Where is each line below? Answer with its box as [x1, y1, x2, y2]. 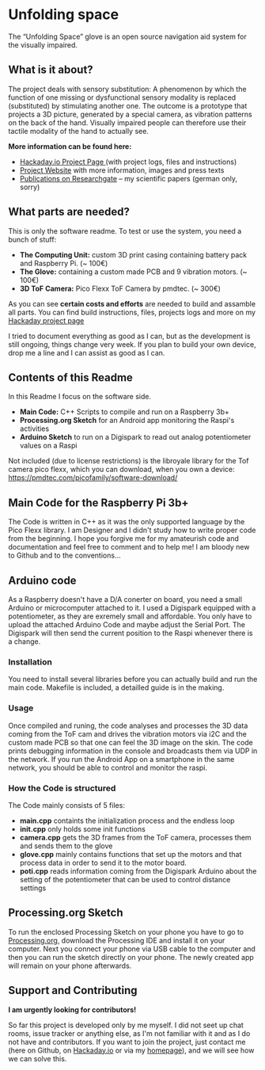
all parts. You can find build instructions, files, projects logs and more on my [8, 307, 256, 317]
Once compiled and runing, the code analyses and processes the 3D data [8, 721, 248, 730]
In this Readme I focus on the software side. [8, 392, 152, 402]
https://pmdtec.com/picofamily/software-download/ [8, 473, 178, 482]
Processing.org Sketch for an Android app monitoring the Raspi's [19, 416, 235, 425]
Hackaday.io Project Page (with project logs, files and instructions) [19, 157, 237, 166]
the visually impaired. [8, 40, 78, 49]
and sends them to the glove [19, 841, 113, 851]
